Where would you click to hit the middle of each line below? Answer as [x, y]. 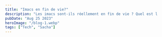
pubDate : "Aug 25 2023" [29, 18]
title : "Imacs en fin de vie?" [37, 9]
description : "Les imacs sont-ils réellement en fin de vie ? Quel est [79, 14]
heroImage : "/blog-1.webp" [32, 23]
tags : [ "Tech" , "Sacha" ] [30, 27]
